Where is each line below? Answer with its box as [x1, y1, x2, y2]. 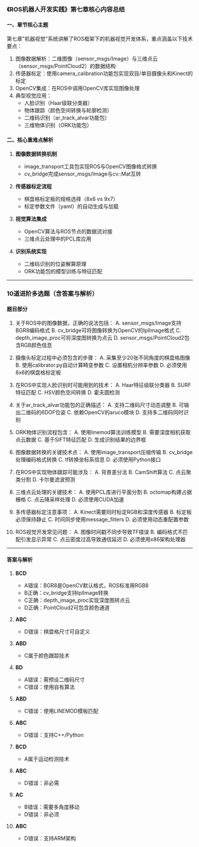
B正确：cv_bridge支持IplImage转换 [24, 589, 109, 596]
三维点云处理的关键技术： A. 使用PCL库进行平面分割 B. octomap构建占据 [15, 488, 193, 496]
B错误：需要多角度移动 [24, 803, 80, 810]
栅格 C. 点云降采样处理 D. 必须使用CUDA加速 [15, 496, 125, 503]
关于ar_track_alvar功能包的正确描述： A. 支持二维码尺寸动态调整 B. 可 [15, 402, 184, 409]
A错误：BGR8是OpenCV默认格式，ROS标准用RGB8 [24, 582, 149, 589]
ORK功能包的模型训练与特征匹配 [24, 268, 103, 275]
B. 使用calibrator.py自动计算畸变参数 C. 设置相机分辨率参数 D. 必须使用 [15, 361, 188, 369]
